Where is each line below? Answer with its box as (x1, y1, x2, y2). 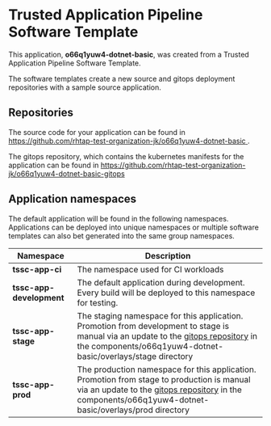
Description (144, 250, 191, 261)
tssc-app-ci (12, 264, 62, 275)
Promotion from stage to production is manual (77, 373, 252, 385)
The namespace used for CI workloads (77, 264, 224, 275)
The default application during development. (77, 276, 245, 288)
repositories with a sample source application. (8, 82, 161, 92)
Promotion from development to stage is (77, 320, 230, 331)
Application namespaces (8, 192, 137, 206)
